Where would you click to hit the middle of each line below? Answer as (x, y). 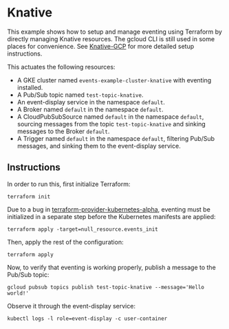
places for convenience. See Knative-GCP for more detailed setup (101, 46)
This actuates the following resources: (61, 67)
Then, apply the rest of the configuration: (65, 242)
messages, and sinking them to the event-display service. (99, 146)
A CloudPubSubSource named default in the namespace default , (110, 116)
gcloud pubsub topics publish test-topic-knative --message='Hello (106, 287)
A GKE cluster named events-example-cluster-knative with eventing (114, 80)
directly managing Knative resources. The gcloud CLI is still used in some (111, 38)
